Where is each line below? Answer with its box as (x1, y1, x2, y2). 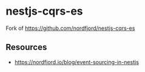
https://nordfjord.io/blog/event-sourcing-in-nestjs (14, 58, 139, 65)
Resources (5, 42, 47, 52)
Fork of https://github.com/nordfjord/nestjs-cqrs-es (5, 24, 135, 32)
